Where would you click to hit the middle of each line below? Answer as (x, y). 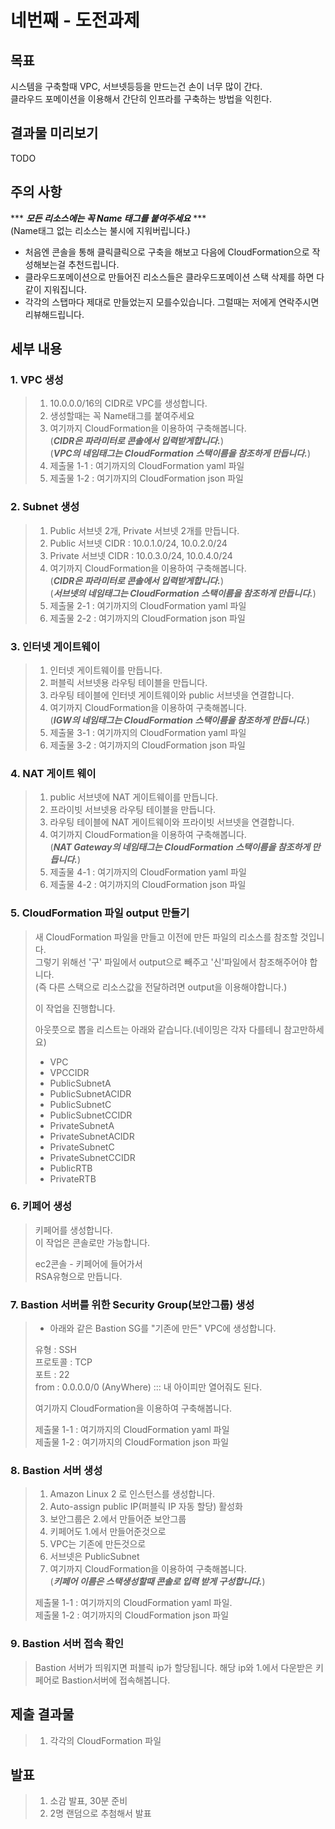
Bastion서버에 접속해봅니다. (116, 1680)
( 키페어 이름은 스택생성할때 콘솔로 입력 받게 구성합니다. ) (157, 1582)
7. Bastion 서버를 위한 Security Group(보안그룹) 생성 (132, 1304)
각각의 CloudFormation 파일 (105, 1740)
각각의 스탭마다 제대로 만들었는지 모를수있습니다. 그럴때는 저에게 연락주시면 (172, 302)
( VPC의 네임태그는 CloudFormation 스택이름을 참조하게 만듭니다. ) (180, 453)
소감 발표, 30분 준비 (88, 1801)
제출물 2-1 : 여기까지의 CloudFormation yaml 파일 (148, 605)
